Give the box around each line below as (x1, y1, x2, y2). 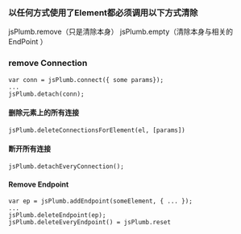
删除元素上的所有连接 (8, 108, 79, 117)
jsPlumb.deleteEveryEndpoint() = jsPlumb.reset (8, 219, 172, 227)
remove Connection (8, 58, 88, 69)
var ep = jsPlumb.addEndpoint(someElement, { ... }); (8, 197, 193, 206)
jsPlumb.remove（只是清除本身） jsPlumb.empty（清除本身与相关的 (8, 27, 234, 37)
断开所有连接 (8, 144, 51, 154)
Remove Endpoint (8, 179, 69, 189)
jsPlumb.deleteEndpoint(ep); (8, 211, 106, 220)
